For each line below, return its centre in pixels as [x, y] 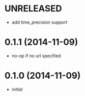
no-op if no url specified [36, 56]
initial [17, 89]
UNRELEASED [33, 9]
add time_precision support [39, 22]
